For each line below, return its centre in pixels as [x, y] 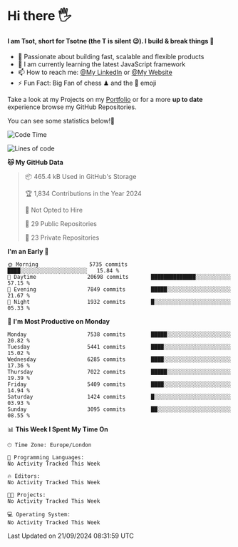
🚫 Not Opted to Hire [54, 210]
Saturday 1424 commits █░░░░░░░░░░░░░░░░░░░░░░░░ [119, 397]
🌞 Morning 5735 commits [68, 265]
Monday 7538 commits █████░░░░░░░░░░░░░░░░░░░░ [119, 334]
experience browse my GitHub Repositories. [72, 107]
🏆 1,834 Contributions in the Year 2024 [83, 194]
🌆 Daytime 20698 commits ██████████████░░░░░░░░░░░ [119, 277]
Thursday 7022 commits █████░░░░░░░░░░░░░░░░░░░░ [119, 372]
